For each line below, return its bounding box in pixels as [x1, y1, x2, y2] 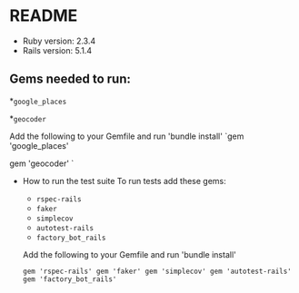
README [9, 5, 78, 26]
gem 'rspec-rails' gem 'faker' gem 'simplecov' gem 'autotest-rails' [22, 267, 293, 276]
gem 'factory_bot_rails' [22, 274, 117, 284]
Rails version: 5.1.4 [22, 44, 93, 55]
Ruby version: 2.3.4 [22, 35, 96, 46]
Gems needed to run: [9, 72, 132, 87]
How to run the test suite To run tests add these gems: [22, 175, 227, 186]
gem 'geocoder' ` [9, 158, 75, 169]
